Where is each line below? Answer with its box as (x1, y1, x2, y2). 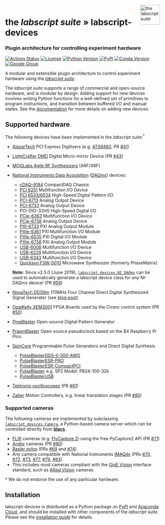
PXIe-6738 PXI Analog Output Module (19, 239, 97, 245)
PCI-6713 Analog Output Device (19, 197, 84, 203)
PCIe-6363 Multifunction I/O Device (19, 213, 92, 219)
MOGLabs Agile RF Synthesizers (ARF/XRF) (12, 162, 101, 168)
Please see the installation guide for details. (5, 514, 93, 520)
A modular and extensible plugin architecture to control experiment (5, 71, 141, 77)
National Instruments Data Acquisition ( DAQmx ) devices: (12, 172, 127, 178)
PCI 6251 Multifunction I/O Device (19, 186, 88, 193)
